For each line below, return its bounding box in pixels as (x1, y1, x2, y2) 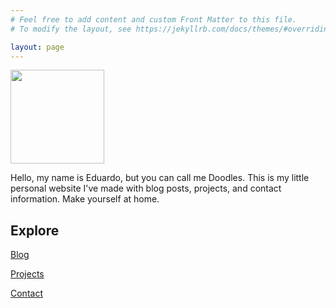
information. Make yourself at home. (10, 193, 160, 205)
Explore (10, 222, 60, 239)
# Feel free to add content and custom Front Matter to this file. (10, 14, 298, 25)
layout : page (10, 42, 65, 52)
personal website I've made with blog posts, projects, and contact (10, 182, 282, 195)
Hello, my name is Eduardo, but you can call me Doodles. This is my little (10, 172, 310, 184)
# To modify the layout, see (10, 24, 132, 34)
